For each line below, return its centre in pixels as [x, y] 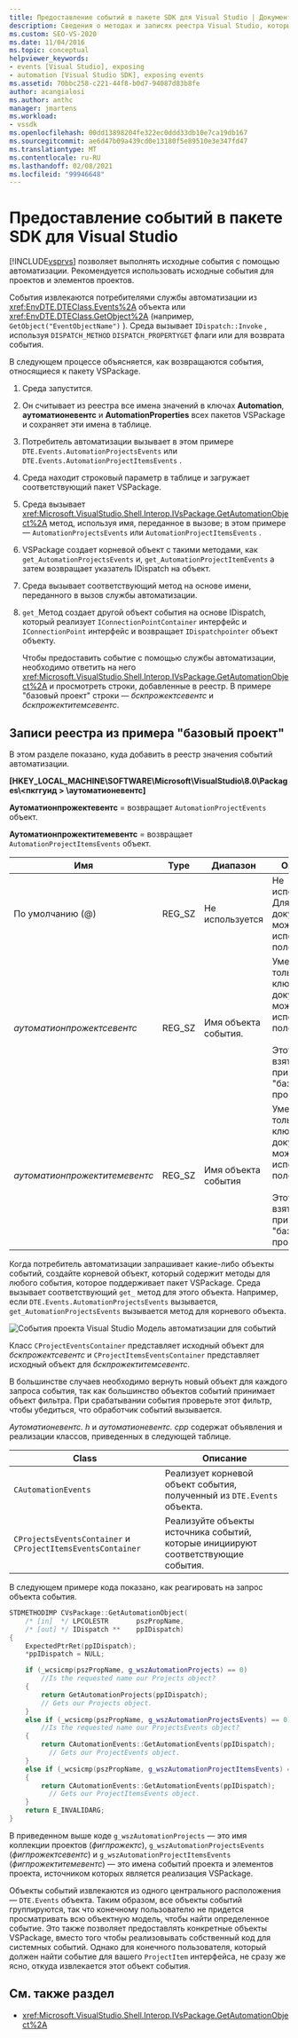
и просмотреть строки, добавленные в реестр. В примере [161, 686]
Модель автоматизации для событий [206, 1328]
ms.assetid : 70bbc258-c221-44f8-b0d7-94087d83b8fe [105, 83]
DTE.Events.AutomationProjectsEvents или [99, 451]
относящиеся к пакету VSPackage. [75, 371]
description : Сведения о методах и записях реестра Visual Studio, [137, 26]
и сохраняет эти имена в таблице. [87, 425]
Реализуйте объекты [209, 1521]
